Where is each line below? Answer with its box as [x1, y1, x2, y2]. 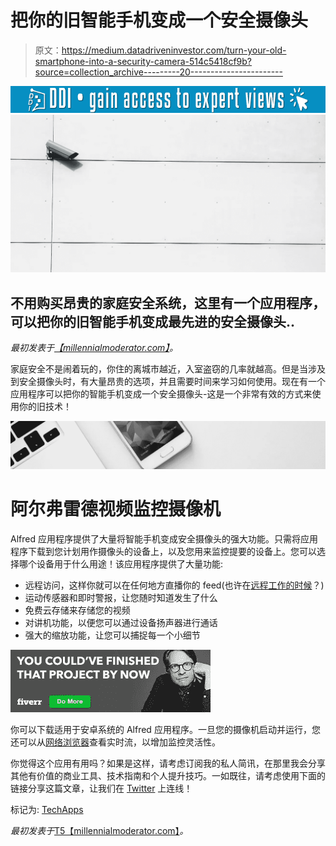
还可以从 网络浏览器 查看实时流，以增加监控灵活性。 [10, 736, 221, 748]
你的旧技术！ [18, 400, 72, 412]
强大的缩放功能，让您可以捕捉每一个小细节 [24, 629, 201, 641]
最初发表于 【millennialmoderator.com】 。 [10, 341, 179, 353]
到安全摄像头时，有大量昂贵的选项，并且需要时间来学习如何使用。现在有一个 [10, 375, 326, 387]
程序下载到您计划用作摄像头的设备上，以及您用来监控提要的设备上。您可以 [10, 546, 317, 558]
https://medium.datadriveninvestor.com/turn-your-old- [61, 44, 287, 56]
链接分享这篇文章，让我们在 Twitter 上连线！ [10, 782, 193, 795]
